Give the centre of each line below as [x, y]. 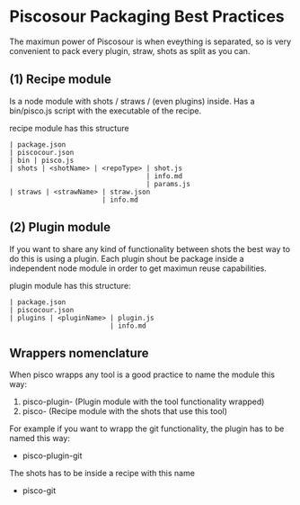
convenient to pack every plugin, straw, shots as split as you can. [130, 50]
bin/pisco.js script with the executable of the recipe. [106, 111]
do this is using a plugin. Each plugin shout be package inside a [127, 258]
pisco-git [39, 491]
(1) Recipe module [61, 80]
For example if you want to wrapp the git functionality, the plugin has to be [147, 428]
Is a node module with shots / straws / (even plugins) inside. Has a [132, 101]
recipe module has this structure [69, 128]
